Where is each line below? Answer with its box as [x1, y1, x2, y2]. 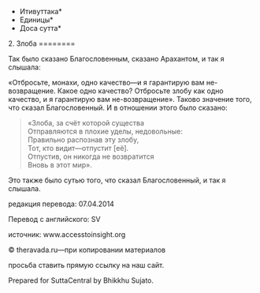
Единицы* [19, 15, 54, 24]
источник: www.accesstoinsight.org [8, 230, 126, 239]
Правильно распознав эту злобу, [27, 135, 139, 145]
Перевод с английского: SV [8, 215, 101, 224]
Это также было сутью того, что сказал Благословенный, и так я [8, 175, 226, 185]
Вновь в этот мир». [27, 160, 93, 169]
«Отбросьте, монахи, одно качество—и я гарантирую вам [8, 78, 205, 87]
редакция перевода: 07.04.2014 [8, 199, 114, 208]
